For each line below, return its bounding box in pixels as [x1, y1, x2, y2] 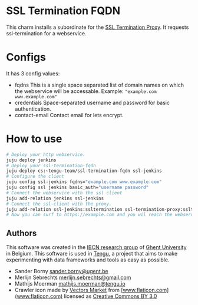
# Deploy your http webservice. [6, 151, 85, 157]
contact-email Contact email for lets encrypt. [14, 111, 124, 118]
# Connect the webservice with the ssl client [6, 190, 123, 195]
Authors [6, 228, 37, 238]
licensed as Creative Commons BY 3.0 [64, 293, 157, 300]
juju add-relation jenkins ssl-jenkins [6, 195, 104, 201]
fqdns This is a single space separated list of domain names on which [14, 81, 184, 88]
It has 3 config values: [6, 69, 60, 77]
